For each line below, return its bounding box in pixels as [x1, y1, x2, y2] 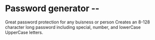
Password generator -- [5, 3, 100, 14]
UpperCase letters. [5, 29, 44, 35]
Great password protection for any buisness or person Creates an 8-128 [5, 19, 150, 25]
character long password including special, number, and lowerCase [5, 24, 141, 30]
